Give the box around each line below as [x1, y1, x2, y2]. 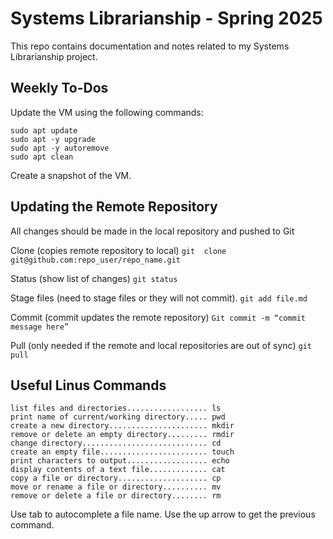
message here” [10, 322, 70, 332]
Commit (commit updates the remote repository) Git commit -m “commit [10, 311, 306, 323]
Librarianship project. [10, 50, 98, 62]
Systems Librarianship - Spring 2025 [10, 7, 323, 30]
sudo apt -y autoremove [10, 143, 110, 153]
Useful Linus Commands [10, 377, 167, 394]
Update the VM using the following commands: [10, 106, 204, 118]
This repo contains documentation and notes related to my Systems [10, 40, 290, 52]
